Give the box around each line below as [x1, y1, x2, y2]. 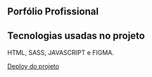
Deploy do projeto [7, 62, 60, 71]
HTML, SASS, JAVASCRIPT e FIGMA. [7, 49, 115, 57]
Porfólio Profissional [7, 6, 99, 18]
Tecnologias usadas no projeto [7, 30, 146, 42]
